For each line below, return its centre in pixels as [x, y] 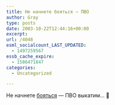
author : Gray [22, 17]
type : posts [21, 23]
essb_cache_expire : [30, 56]
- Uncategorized [32, 73]
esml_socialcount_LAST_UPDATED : [46, 46]
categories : [21, 67]
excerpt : [17, 34]
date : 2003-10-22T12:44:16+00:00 [48, 28]
